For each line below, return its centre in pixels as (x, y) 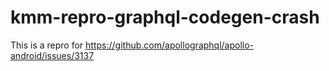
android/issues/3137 (52, 55)
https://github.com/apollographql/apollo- (170, 45)
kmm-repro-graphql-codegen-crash (165, 17)
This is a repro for (47, 45)
